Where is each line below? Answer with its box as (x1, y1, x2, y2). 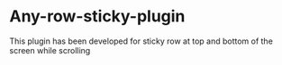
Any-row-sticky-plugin (9, 6, 186, 27)
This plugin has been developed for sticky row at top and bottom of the (9, 36, 273, 46)
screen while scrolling (9, 45, 91, 55)
